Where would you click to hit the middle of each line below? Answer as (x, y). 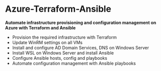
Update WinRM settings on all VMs (47, 42)
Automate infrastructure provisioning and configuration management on (81, 23)
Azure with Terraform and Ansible (40, 27)
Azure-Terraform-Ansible (58, 9)
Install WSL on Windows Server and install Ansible (63, 53)
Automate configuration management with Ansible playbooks (74, 63)
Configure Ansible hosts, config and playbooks (60, 58)
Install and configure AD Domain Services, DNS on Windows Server (80, 47)
